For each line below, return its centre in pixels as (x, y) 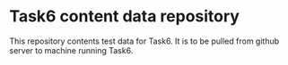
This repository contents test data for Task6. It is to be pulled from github (144, 41)
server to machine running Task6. (71, 50)
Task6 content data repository (125, 16)
